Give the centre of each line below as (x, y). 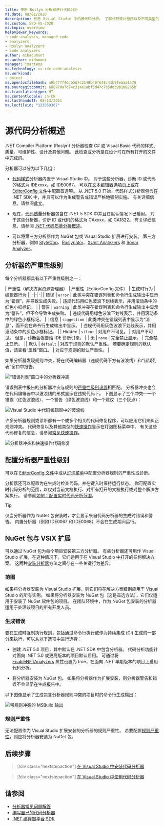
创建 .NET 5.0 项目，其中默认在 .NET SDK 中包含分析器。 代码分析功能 (83, 649)
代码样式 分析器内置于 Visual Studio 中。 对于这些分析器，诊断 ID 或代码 (84, 178)
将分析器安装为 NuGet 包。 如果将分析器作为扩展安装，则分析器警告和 (82, 678)
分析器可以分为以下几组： (31, 168)
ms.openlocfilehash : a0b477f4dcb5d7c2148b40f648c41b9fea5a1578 (71, 82)
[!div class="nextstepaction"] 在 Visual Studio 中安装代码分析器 (81, 766)
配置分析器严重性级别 (37, 460)
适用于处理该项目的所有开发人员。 (39, 607)
